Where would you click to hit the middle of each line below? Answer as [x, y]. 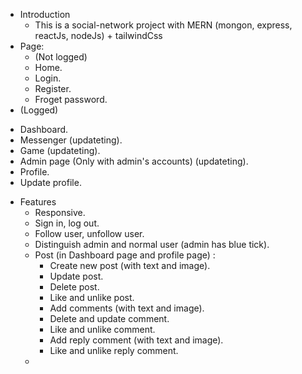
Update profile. [50, 182]
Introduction [45, 14]
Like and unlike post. [92, 297]
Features [38, 202]
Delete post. [74, 287]
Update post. [76, 276]
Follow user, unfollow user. [89, 233]
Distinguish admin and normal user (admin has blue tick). [152, 244]
